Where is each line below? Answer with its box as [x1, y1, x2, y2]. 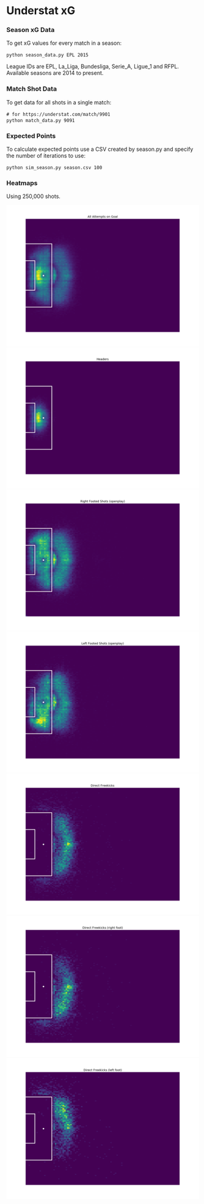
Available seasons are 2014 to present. [6, 69, 104, 77]
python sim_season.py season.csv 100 [6, 165, 103, 171]
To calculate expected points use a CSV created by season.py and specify [6, 145, 194, 153]
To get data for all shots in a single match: [6, 99, 112, 106]
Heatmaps [6, 179, 38, 187]
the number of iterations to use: [6, 152, 86, 159]
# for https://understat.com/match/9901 [6, 111, 111, 117]
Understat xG [6, 4, 76, 18]
